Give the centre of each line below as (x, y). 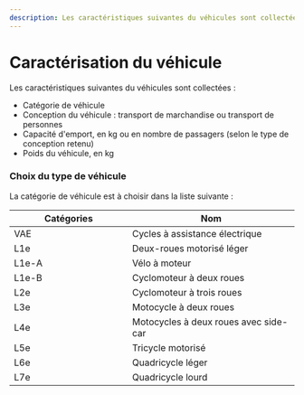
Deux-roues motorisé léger (190, 248)
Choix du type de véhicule (68, 176)
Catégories (68, 218)
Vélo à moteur (162, 263)
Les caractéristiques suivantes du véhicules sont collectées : (123, 88)
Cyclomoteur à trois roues (187, 292)
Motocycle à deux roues (184, 306)
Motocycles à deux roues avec (197, 322)
